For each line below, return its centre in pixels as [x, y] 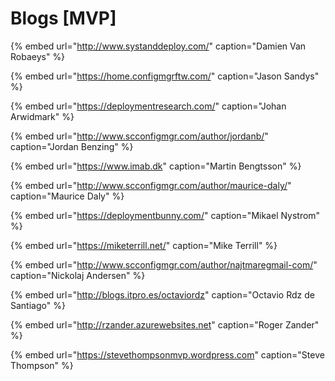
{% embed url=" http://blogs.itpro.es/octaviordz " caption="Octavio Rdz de [162, 294]
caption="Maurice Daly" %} [67, 196]
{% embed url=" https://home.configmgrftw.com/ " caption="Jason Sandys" [165, 76]
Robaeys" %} [38, 56]
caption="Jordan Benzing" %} [72, 146]
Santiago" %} [38, 305]
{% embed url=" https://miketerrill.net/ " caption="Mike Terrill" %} [144, 245]
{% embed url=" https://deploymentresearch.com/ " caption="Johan [148, 106]
